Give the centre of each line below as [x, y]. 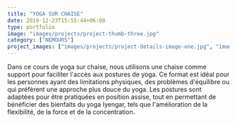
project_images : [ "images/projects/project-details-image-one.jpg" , [110, 47]
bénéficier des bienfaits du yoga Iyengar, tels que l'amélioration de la [108, 104]
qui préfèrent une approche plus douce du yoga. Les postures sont [105, 89]
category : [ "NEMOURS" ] [41, 40]
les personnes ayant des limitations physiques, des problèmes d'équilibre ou [119, 82]
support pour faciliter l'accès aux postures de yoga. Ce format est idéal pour [119, 74]
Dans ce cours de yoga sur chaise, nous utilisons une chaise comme [107, 67]
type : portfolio [31, 27]
